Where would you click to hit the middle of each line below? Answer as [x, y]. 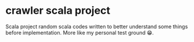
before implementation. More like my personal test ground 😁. [80, 32]
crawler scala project [58, 11]
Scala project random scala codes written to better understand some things [97, 26]
